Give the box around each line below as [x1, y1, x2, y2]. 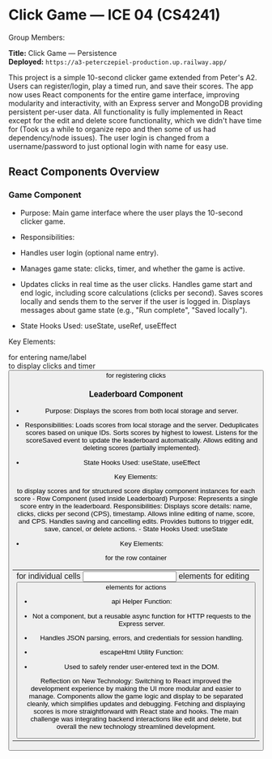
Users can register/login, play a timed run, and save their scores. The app [8, 81, 253, 91]
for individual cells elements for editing [16, 572, 249, 581]
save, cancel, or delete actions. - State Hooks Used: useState [44, 525, 228, 534]
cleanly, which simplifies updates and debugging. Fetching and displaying [27, 699, 245, 708]
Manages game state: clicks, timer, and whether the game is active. [19, 264, 245, 273]
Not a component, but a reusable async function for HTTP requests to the [32, 611, 252, 620]
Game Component [8, 189, 82, 200]
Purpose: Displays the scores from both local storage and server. [45, 407, 239, 415]
